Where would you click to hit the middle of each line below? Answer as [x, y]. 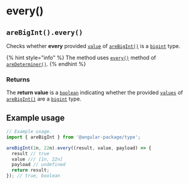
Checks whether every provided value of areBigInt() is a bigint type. [93, 46]
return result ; [31, 170]
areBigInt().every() [45, 32]
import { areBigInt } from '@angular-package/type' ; [73, 137]
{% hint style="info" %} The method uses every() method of [81, 58]
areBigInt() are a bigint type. [44, 99]
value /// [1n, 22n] [37, 159]
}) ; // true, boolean [33, 176]
